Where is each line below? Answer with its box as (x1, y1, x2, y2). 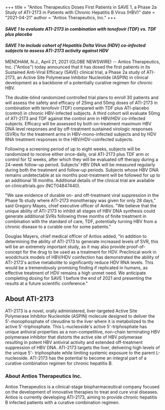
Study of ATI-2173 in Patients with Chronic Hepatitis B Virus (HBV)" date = (5, 9, 155, 15)
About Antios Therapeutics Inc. (5, 373, 82, 379)
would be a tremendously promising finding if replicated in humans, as (5, 264, 148, 270)
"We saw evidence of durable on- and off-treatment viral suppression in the (5, 192, 159, 198)
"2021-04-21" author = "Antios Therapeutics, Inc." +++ (5, 15, 117, 20)
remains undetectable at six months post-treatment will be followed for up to (5, 172, 161, 178)
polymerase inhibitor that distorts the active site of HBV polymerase (5, 334, 143, 340)
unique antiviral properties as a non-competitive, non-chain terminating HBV (5, 329, 160, 335)
